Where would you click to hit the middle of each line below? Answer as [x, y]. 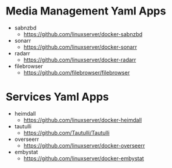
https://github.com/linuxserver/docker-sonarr [80, 47]
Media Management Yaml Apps [86, 11]
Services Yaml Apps [58, 97]
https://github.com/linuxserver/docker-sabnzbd [83, 34]
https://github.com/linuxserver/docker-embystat [84, 158]
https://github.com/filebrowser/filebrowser [77, 72]
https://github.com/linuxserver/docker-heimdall [83, 120]
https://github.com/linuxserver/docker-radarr [80, 60]
